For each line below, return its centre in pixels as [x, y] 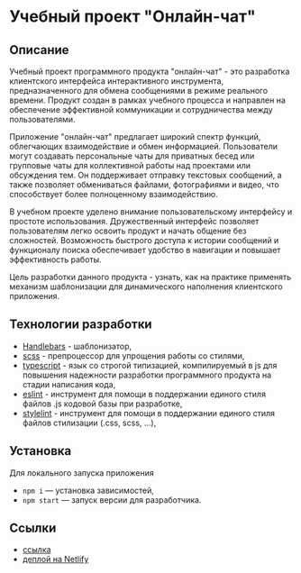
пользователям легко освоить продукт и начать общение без [128, 231]
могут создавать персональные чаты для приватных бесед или [132, 156]
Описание [39, 50]
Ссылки [33, 528]
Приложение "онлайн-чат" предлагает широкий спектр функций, [135, 136]
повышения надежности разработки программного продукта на [147, 375]
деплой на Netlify [55, 559]
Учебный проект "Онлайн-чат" [132, 17]
